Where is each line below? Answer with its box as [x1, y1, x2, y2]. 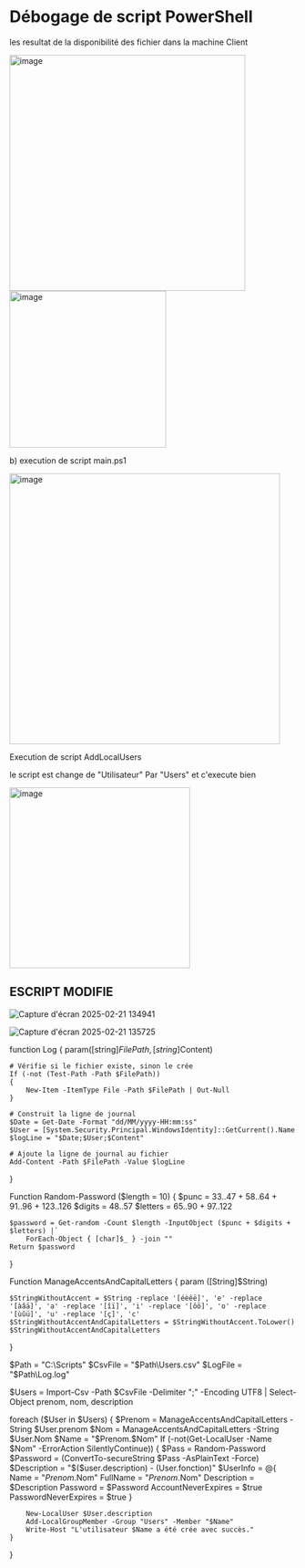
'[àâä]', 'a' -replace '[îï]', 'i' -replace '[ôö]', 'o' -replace [9, 1302, 267, 1311]
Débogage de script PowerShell [9, 6, 253, 27]
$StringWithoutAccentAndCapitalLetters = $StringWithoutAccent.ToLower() [9, 1317, 296, 1326]
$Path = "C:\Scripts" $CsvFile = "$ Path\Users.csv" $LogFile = [9, 1359, 243, 1370]
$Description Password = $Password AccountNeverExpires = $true [9, 1481, 263, 1492]
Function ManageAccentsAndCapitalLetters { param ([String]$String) [9, 1275, 269, 1287]
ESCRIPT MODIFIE [9, 984, 114, 1000]
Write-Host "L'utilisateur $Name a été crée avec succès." [25, 1525, 255, 1534]
